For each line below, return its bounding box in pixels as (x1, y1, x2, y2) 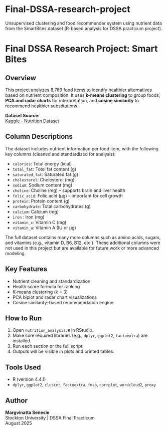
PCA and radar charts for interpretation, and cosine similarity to (5, 97, 139, 103)
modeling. (5, 250, 26, 256)
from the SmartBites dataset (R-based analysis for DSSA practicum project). (5, 25, 162, 31)
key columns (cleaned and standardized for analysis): (5, 151, 116, 157)
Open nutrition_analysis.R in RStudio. (12, 327, 94, 333)
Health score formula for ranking (12, 283, 80, 289)
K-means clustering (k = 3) (12, 289, 68, 295)
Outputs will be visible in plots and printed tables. (12, 348, 114, 354)
